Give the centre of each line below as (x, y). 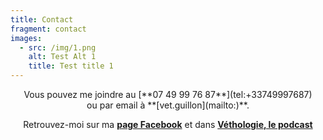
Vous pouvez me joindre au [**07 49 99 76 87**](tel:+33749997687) (168, 94)
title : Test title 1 (71, 66)
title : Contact (42, 19)
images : (26, 38)
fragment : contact (48, 29)
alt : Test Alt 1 (62, 57)
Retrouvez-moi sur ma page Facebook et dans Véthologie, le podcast (168, 124)
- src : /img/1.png (58, 47)
